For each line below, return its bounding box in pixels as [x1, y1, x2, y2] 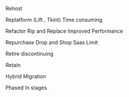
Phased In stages [5, 84, 47, 91]
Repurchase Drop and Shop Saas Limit [5, 39, 98, 46]
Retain [5, 61, 21, 68]
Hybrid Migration [5, 73, 46, 79]
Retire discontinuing [5, 50, 54, 57]
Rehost [5, 5, 23, 12]
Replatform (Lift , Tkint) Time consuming [5, 16, 103, 23]
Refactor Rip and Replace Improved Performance [5, 27, 124, 34]
